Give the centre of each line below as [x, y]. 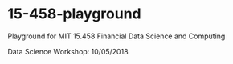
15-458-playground [74, 14]
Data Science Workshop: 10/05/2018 [68, 51]
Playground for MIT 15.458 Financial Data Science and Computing [117, 36]
